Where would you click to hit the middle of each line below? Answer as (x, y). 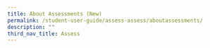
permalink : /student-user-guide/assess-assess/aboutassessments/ (105, 20)
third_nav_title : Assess (44, 34)
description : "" (31, 27)
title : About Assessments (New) (55, 14)
